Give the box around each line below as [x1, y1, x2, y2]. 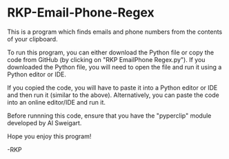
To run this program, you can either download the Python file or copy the [7, 48, 215, 56]
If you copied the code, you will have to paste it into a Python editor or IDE [7, 83, 218, 92]
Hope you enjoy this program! [7, 132, 92, 140]
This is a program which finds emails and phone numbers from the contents [7, 28, 223, 36]
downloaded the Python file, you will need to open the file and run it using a [7, 63, 222, 71]
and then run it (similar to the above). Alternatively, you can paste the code [7, 91, 219, 99]
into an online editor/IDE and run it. [7, 98, 106, 106]
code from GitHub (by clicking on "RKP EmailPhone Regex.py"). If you [7, 55, 206, 63]
